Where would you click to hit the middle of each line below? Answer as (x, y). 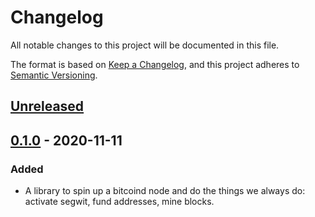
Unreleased (47, 106)
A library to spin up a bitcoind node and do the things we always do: (165, 191)
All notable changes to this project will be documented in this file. (145, 45)
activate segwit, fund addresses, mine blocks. (119, 202)
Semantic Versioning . (54, 75)
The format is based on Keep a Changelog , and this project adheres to (155, 64)
